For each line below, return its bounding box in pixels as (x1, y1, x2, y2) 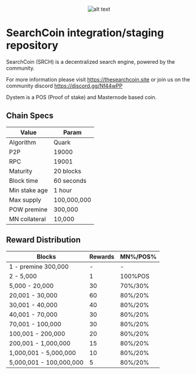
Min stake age (9, 186, 48, 194)
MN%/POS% (119, 252, 157, 261)
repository (6, 39, 59, 53)
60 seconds (54, 176, 87, 185)
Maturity (9, 167, 32, 175)
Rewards (89, 252, 115, 261)
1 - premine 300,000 (9, 263, 69, 271)
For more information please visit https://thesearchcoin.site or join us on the (6, 76, 190, 83)
